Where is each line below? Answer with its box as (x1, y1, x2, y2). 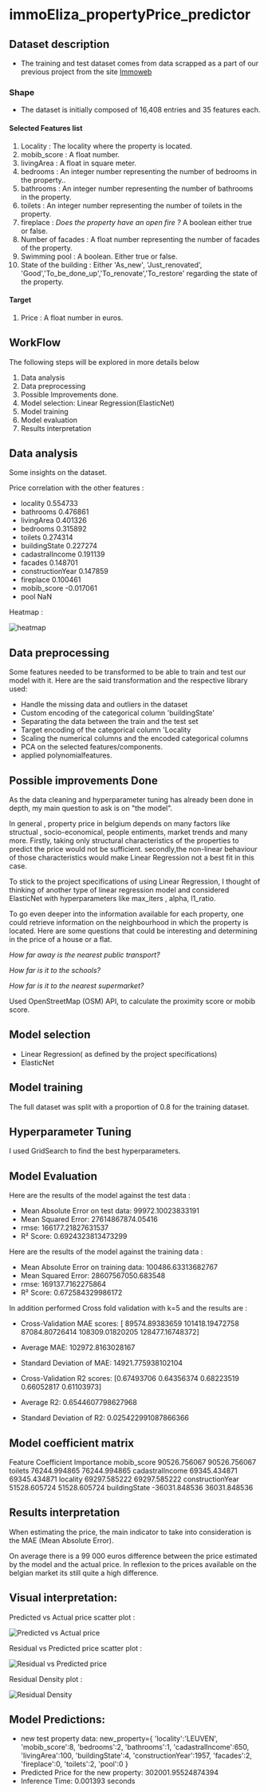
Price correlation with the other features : (9, 483, 144, 493)
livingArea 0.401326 (20, 516, 87, 525)
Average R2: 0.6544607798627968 (20, 1398, 138, 1407)
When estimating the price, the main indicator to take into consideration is (9, 1527, 252, 1537)
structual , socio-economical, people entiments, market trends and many (9, 827, 248, 837)
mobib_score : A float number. (20, 149, 120, 159)
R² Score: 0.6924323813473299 (20, 1232, 128, 1241)
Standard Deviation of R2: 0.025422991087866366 (20, 1413, 190, 1422)
